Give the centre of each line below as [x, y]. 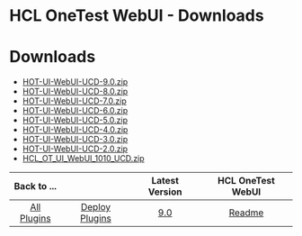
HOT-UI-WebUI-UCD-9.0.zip [75, 82]
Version [165, 192]
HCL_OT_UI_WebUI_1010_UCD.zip [84, 159]
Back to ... [35, 186]
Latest [165, 181]
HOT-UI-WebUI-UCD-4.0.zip [75, 130]
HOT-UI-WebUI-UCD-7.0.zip [75, 101]
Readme [246, 213]
